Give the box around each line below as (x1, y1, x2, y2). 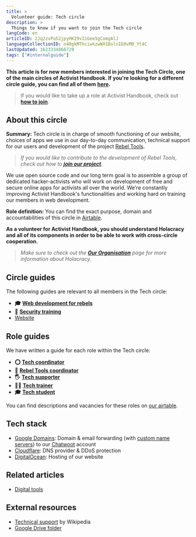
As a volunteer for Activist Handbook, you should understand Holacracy (6, 226, 185, 233)
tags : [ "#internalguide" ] (6, 52, 69, 58)
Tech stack (6, 419, 47, 429)
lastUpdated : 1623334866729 (6, 47, 75, 53)
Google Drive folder (14, 524, 62, 531)
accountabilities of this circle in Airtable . (6, 214, 103, 221)
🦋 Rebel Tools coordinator (14, 367, 79, 374)
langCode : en (6, 30, 38, 36)
